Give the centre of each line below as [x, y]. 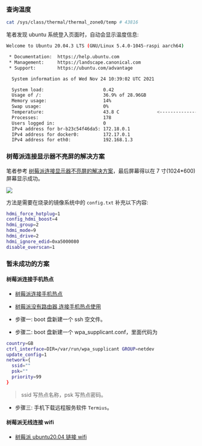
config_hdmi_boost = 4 [32, 219]
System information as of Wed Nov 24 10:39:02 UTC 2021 [83, 79]
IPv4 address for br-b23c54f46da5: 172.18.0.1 [71, 129]
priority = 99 [27, 377]
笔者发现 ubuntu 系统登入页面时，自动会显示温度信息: [73, 35]
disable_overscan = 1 [31, 247]
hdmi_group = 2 [23, 225]
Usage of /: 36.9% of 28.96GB [79, 95]
